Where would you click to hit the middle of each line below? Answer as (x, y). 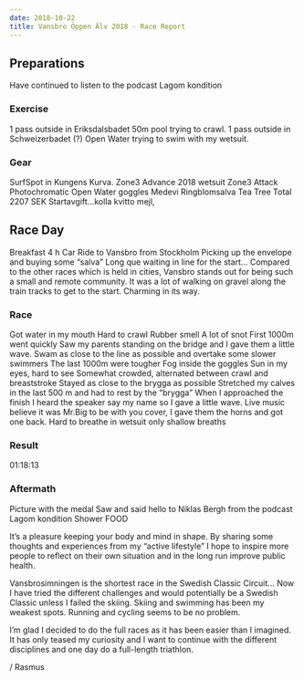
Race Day (37, 230)
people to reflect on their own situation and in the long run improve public (147, 555)
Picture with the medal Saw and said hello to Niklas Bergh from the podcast (152, 508)
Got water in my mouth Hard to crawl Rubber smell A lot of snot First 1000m (152, 335)
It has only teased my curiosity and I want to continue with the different (143, 639)
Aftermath (33, 489)
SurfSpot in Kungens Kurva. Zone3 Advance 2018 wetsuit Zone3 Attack (144, 182)
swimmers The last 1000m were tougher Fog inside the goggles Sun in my (149, 364)
